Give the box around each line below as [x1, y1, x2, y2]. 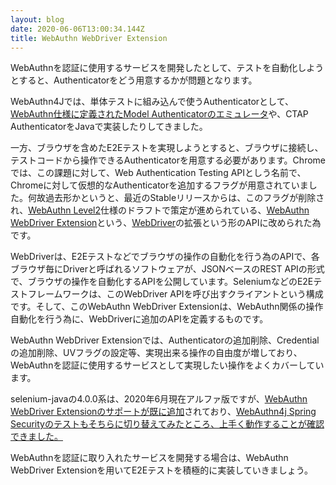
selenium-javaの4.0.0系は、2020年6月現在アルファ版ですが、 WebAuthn [10, 393, 308, 405]
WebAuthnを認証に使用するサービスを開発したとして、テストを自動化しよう [10, 62, 325, 74]
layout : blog [10, 14, 65, 25]
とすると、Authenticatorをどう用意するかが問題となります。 [10, 74, 258, 86]
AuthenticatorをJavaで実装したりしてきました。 [10, 121, 208, 133]
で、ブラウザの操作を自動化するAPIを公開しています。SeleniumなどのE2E [10, 276, 314, 288]
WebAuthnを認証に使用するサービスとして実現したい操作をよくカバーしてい [10, 359, 325, 371]
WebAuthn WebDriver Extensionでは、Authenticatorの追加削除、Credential [10, 334, 320, 346]
